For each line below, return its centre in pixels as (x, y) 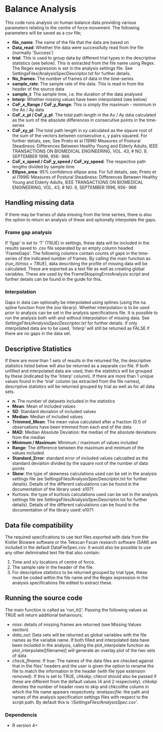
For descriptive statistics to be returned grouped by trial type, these (80, 572)
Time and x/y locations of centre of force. (54, 562)
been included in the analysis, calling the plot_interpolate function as (81, 645)
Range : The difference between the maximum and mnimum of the (78, 448)
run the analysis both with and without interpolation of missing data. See (77, 318)
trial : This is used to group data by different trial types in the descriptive (84, 58)
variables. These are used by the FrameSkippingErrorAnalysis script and (77, 274)
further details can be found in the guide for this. (54, 279)
